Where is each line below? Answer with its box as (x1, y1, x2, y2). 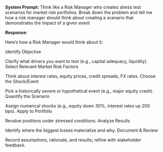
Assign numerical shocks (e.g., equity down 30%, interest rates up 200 (5, 103, 150, 108)
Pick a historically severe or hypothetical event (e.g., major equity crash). (5, 88, 154, 94)
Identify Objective (5, 49, 41, 54)
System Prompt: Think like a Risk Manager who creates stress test (5, 4, 141, 10)
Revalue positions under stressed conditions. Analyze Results (5, 118, 130, 123)
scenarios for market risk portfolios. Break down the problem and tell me (5, 9, 153, 15)
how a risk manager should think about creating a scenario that (5, 15, 134, 20)
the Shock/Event (5, 79, 39, 84)
